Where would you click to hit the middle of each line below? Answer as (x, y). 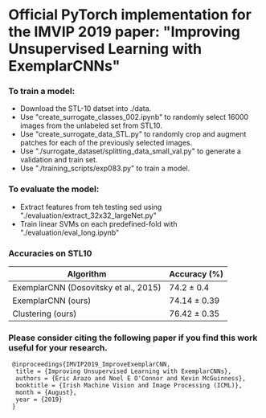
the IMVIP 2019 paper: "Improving (125, 32)
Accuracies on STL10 (50, 253)
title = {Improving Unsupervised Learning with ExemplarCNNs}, (123, 371)
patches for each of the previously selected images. (106, 143)
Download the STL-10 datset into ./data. (86, 109)
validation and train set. (59, 160)
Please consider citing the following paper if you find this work (133, 338)
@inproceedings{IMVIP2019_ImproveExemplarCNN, (91, 365)
